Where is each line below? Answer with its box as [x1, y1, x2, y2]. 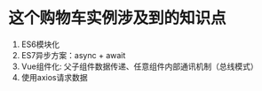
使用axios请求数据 [20, 72, 88, 82]
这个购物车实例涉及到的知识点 [8, 8, 227, 28]
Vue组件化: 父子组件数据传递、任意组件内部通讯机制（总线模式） [20, 61, 258, 72]
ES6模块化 [20, 39, 60, 49]
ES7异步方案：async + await [20, 49, 126, 60]
